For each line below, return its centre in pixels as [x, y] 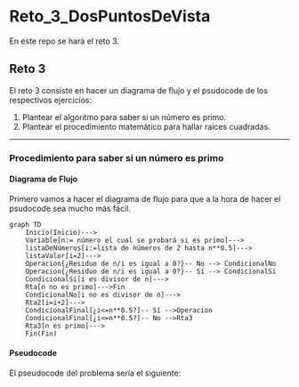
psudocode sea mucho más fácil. [70, 208]
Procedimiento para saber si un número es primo [117, 157]
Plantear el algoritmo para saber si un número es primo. [124, 117]
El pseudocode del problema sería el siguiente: [95, 373]
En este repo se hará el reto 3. [65, 41]
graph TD [25, 224]
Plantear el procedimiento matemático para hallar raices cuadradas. [146, 126]
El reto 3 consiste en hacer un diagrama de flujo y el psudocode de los [139, 90]
